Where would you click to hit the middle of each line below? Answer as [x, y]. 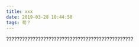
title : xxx [20, 11]
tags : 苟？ [19, 22]
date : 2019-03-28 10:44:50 [39, 17]
